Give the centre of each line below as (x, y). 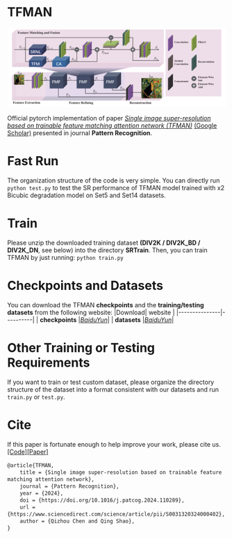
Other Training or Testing (81, 348)
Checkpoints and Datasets (85, 286)
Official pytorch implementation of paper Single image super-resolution (109, 118)
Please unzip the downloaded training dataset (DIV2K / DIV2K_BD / (104, 243)
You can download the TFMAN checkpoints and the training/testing (106, 305)
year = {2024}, (42, 493)
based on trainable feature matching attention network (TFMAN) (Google (112, 125)
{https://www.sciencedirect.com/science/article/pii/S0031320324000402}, (116, 514)
